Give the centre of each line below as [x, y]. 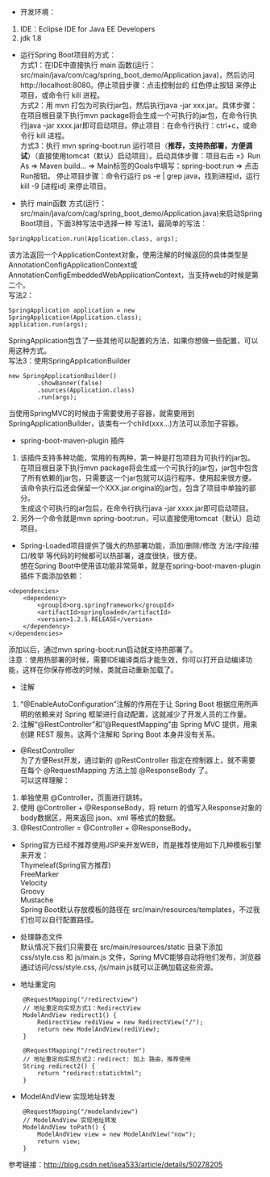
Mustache [37, 900]
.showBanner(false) [70, 383]
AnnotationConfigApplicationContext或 [73, 265]
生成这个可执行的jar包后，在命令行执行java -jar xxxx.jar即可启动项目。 [136, 508]
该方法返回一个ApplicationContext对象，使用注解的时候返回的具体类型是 [128, 254]
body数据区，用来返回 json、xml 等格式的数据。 [100, 818]
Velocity [33, 883]
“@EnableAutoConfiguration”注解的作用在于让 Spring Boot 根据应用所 [136, 704]
